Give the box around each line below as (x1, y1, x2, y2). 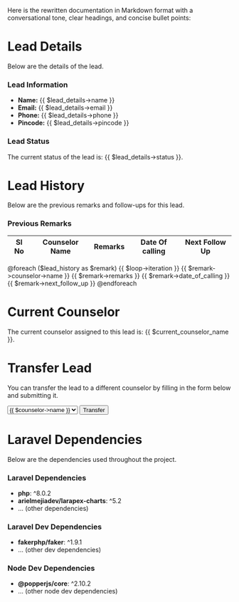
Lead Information (7, 80, 68, 90)
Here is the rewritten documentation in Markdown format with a (7, 6, 193, 14)
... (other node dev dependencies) (17, 587, 118, 596)
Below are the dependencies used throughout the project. (7, 455, 176, 463)
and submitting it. (7, 391, 58, 399)
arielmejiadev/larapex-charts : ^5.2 (17, 496, 122, 505)
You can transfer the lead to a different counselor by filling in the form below (7, 384, 231, 392)
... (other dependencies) (17, 504, 89, 512)
